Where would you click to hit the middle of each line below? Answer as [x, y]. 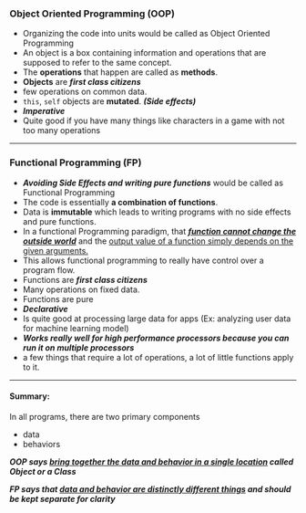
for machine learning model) [76, 328]
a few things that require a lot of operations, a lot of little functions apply [158, 357]
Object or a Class [43, 471]
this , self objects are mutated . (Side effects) [109, 101]
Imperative [44, 111]
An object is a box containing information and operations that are [144, 53]
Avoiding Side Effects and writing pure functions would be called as [153, 183]
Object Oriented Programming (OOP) [92, 14]
